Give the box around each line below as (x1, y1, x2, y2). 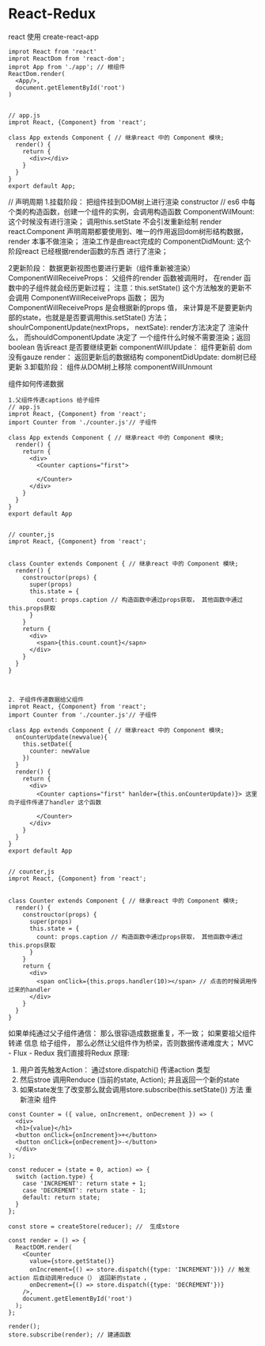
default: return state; (22, 1193, 101, 1201)
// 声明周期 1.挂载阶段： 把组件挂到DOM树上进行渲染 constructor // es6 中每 (8, 197, 256, 206)
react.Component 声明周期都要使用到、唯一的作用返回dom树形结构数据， (8, 226, 248, 236)
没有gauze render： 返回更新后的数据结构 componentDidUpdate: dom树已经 (8, 352, 257, 361)
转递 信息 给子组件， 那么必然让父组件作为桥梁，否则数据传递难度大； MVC (8, 1038, 254, 1048)
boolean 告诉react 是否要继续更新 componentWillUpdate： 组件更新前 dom (8, 342, 252, 352)
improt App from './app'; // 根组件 (8, 62, 126, 71)
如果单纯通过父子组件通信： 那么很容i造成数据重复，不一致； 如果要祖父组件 (8, 1028, 257, 1038)
